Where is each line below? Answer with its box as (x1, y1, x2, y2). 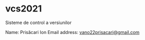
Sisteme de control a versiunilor (5, 19, 72, 25)
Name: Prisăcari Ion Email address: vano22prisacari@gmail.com (5, 29, 140, 35)
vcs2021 (5, 3, 42, 14)
